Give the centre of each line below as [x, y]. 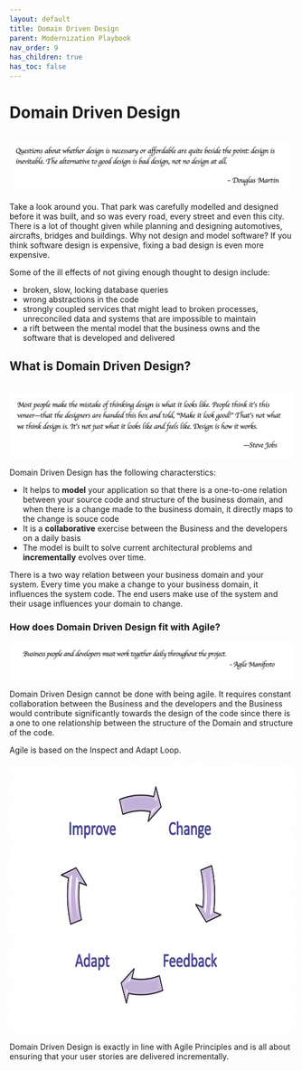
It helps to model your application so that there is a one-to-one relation [155, 490]
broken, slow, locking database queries [95, 289]
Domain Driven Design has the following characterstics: [113, 473]
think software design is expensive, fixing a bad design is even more [137, 245]
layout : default [40, 19]
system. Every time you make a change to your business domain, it [134, 584]
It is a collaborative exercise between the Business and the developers [155, 528]
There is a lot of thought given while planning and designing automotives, [146, 225]
